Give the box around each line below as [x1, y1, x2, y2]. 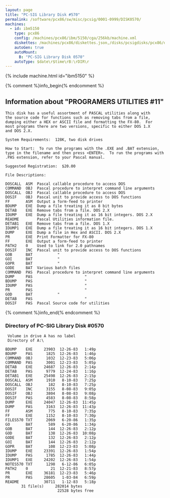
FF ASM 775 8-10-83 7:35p [5, 409, 96, 414]
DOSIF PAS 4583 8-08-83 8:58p [5, 395, 96, 401]
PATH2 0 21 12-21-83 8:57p [5, 466, 96, 471]
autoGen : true [14, 45, 44, 50]
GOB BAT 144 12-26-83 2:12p [5, 426, 96, 432]
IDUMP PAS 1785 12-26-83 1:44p [5, 453, 96, 458]
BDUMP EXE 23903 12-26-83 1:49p [5, 347, 96, 352]
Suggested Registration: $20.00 [5, 164, 76, 169]
